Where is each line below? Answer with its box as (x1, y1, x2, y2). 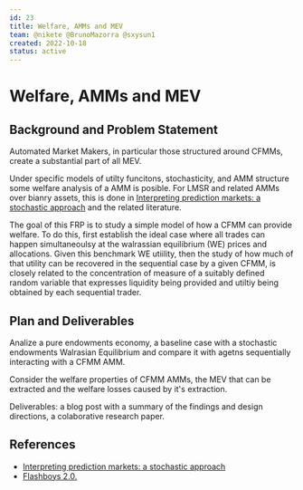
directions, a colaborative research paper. (9, 410, 166, 421)
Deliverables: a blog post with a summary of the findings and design (9, 400, 264, 412)
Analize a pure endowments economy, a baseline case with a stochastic (9, 337, 278, 348)
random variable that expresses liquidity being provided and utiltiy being (9, 277, 279, 288)
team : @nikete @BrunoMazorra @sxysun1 (9, 30, 156, 39)
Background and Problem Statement (9, 121, 219, 137)
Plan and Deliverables (9, 313, 135, 329)
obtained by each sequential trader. (9, 287, 142, 298)
